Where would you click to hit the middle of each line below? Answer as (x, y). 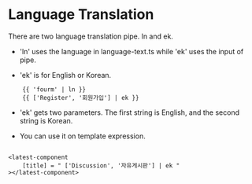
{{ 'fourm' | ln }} (54, 89)
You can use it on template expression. (82, 136)
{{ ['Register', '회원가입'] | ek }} (81, 98)
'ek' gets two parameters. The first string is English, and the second (130, 112)
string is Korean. (46, 120)
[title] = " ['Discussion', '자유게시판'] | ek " (101, 166)
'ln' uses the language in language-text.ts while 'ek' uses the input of (132, 51)
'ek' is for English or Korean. (65, 75)
